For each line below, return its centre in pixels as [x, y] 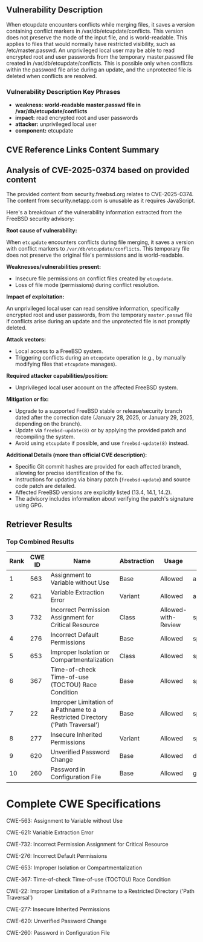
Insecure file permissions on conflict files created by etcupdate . [94, 278]
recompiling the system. [45, 437]
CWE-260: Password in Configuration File [58, 932]
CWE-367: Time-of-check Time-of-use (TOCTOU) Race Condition [89, 879]
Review [170, 625]
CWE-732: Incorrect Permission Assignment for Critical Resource [87, 844]
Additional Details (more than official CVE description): [77, 455]
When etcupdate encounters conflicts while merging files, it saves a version [101, 24]
